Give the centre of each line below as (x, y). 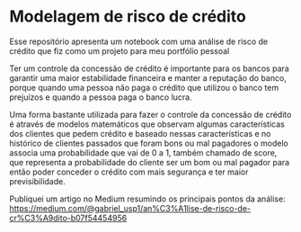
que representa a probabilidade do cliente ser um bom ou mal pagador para (150, 162)
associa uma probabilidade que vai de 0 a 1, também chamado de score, (143, 152)
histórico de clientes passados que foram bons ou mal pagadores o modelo (149, 143)
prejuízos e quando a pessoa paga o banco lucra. (101, 97)
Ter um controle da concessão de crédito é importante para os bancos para (149, 68)
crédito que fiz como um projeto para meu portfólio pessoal (120, 50)
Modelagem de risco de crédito (128, 17)
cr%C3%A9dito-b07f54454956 (68, 218)
